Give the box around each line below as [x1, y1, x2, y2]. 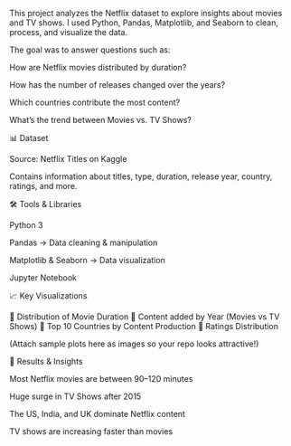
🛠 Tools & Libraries [9, 199, 82, 209]
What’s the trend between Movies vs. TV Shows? [9, 115, 192, 125]
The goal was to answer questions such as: [9, 44, 171, 55]
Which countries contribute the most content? [9, 97, 181, 108]
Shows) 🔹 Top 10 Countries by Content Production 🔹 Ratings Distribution [9, 321, 278, 331]
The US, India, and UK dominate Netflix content [9, 409, 185, 419]
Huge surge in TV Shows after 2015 [9, 391, 142, 402]
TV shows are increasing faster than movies [9, 426, 174, 437]
